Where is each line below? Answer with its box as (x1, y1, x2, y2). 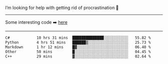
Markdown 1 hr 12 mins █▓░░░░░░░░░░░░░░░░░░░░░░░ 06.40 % (5, 45, 151, 50)
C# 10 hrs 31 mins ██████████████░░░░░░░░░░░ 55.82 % (5, 35, 151, 40)
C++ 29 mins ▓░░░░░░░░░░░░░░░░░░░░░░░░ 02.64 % (5, 54, 151, 59)
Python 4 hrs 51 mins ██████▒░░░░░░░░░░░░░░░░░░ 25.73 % (5, 40, 151, 45)
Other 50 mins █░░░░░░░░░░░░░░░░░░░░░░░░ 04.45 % (5, 49, 151, 54)
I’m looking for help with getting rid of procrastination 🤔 (5, 5, 119, 10)
